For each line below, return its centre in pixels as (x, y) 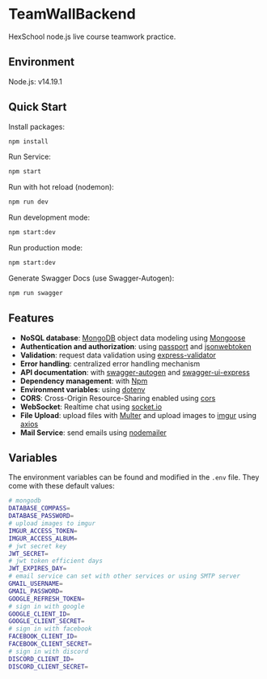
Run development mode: (49, 218)
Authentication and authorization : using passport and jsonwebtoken (136, 346)
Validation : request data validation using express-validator (118, 355)
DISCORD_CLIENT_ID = (41, 659)
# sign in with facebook (50, 629)
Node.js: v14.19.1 (35, 81)
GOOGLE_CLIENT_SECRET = (47, 621)
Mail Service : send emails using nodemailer (93, 432)
